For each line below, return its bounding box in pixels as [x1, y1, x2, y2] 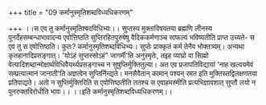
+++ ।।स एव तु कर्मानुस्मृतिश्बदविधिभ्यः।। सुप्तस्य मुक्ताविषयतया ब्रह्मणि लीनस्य [8, 24, 213, 33]
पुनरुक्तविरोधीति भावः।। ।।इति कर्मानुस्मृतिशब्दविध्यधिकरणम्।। [8, 87, 173, 96]
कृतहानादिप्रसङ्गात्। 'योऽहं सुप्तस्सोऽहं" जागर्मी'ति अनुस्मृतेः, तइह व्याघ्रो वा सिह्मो [8, 50, 209, 60]
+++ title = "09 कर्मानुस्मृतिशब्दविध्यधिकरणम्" [8, 8, 133, 17]
